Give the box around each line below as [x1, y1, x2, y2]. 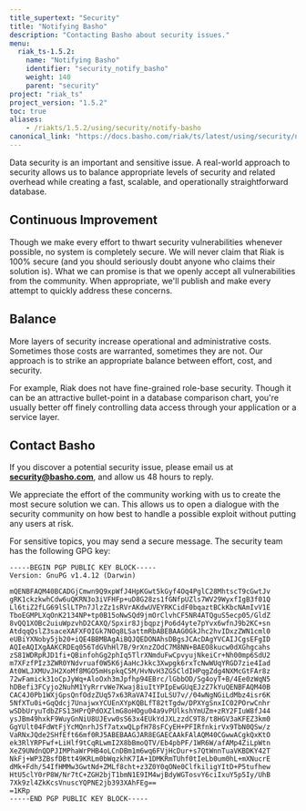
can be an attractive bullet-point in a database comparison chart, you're [9, 392, 280, 403]
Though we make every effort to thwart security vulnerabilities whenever [9, 236, 283, 247]
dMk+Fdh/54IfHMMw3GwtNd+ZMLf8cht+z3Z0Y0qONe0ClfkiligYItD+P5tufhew [9, 763, 271, 772]
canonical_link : [9, 132, 71, 141]
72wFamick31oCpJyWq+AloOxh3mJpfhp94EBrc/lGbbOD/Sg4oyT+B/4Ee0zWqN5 [9, 675, 271, 684]
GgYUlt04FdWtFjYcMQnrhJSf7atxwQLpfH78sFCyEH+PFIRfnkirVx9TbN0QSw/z [9, 723, 271, 732]
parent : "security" [25, 81, 100, 90]
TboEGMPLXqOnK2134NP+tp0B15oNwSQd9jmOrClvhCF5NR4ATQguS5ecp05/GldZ [9, 611, 271, 621]
